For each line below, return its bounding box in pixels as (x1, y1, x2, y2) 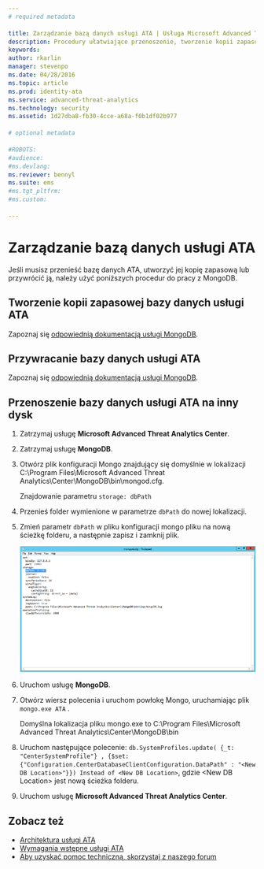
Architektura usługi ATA (19, 835, 96, 845)
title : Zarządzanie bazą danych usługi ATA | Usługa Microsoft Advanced (8, 29, 251, 37)
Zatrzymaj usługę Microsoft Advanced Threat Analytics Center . (19, 429, 230, 439)
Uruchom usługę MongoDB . (19, 680, 111, 689)
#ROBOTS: (8, 146, 37, 154)
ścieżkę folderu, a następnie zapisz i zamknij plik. (19, 530, 180, 540)
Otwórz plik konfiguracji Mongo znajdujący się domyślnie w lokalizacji (19, 459, 246, 469)
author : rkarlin (8, 54, 61, 62)
